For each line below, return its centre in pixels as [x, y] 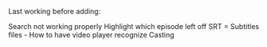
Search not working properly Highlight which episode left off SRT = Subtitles [134, 26]
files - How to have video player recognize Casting [91, 35]
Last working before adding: [55, 11]
